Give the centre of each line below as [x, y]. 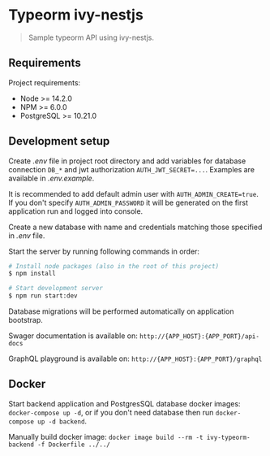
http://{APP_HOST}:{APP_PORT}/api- [199, 337]
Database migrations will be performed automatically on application [121, 311]
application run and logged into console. [76, 211]
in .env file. [27, 235]
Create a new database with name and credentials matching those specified [135, 227]
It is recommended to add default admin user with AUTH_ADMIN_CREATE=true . [134, 193]
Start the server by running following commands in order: [104, 251]
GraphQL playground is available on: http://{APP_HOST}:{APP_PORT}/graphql [135, 358]
